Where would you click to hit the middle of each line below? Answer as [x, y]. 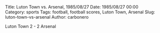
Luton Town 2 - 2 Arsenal [31, 26]
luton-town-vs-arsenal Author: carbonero [47, 17]
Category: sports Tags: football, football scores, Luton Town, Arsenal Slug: [80, 12]
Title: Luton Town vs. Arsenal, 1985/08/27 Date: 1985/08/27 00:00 [72, 7]
